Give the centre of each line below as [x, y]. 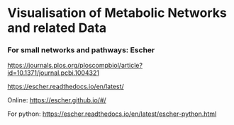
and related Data [57, 28]
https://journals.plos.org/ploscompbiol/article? [75, 66]
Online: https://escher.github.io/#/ [57, 100]
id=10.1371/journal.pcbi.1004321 [53, 73]
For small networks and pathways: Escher [81, 50]
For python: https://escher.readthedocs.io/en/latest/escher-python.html [112, 114]
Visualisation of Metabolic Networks [117, 13]
